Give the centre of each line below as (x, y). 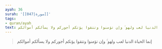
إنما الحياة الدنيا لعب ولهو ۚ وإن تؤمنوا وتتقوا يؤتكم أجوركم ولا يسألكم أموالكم (84, 41)
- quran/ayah (18, 23)
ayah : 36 (14, 9)
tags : (10, 18)
